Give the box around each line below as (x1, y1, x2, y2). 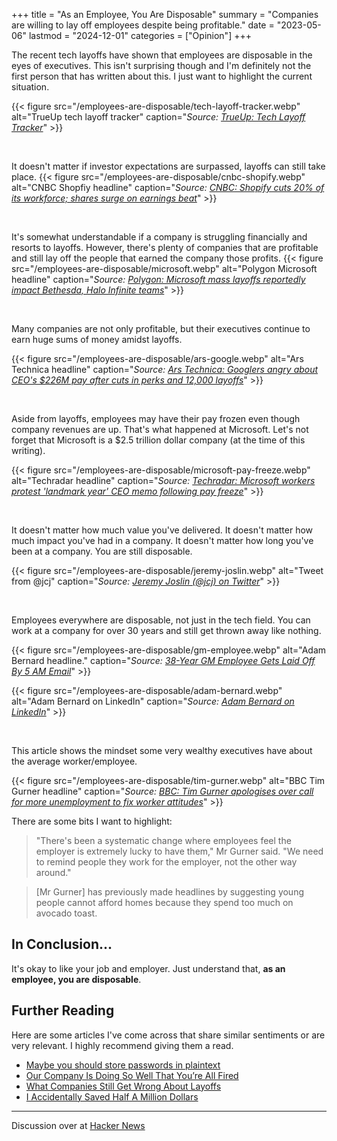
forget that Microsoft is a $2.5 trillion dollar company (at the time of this (11, 434, 306, 446)
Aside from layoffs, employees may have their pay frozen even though (11, 413, 301, 424)
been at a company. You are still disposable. (11, 545, 193, 557)
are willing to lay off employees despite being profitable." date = (11, 19, 275, 31)
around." (35, 867, 72, 878)
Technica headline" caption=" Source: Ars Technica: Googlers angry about (11, 364, 319, 375)
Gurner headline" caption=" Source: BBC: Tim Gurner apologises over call (11, 785, 314, 797)
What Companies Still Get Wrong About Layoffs (25, 1080, 222, 1092)
